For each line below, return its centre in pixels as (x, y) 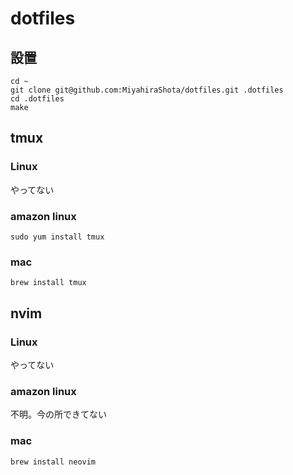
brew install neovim (53, 462)
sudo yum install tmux (57, 237)
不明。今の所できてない (58, 414)
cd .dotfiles (37, 99)
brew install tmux (48, 283)
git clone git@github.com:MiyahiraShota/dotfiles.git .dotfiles (147, 90)
